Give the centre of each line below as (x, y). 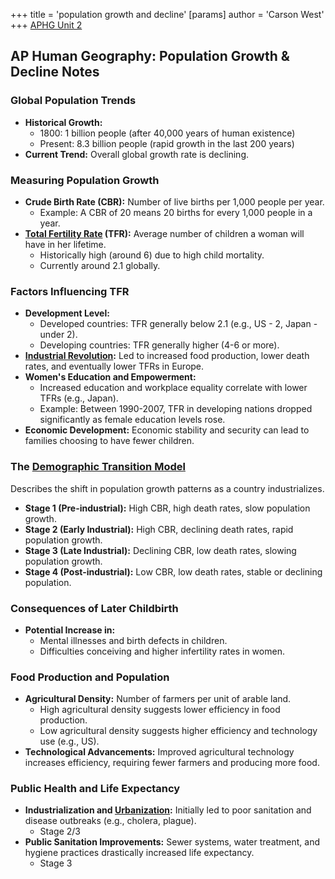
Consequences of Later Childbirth (94, 608)
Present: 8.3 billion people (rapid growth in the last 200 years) (167, 143)
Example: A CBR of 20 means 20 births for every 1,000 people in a (176, 212)
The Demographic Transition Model (98, 467)
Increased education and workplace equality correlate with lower (173, 388)
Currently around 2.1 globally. (100, 265)
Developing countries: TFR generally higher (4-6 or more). (159, 345)
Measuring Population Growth (85, 180)
